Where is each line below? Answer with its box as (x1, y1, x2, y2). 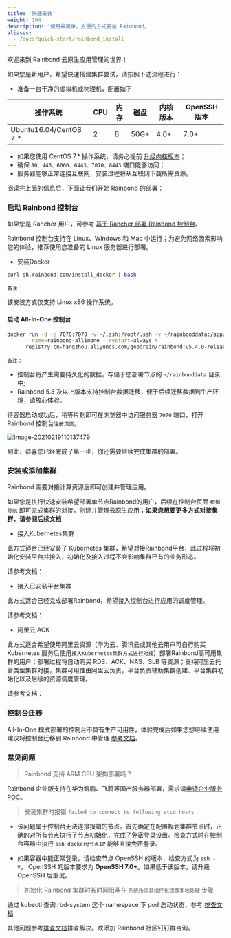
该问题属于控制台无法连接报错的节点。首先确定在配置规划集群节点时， (16, 822, 217, 831)
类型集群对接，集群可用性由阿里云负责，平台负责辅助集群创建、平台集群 (12, 666, 218, 674)
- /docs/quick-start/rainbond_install (13, 36, 125, 43)
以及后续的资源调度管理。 (19, 675, 91, 683)
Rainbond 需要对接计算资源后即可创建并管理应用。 (7, 483, 151, 491)
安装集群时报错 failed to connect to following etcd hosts (23, 808, 195, 816)
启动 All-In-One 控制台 (7, 315, 71, 323)
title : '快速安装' (7, 10, 56, 17)
